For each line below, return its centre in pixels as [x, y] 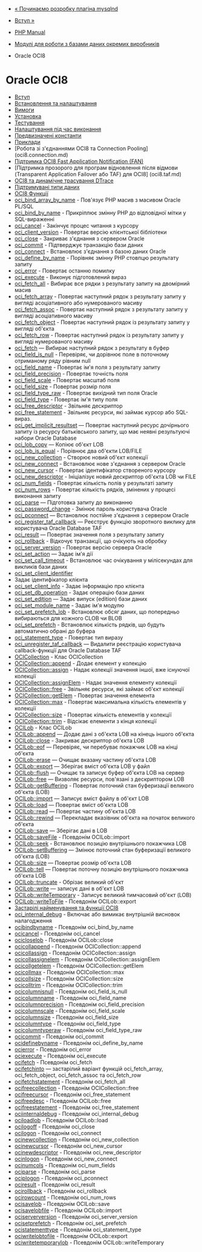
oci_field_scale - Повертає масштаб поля [67, 380]
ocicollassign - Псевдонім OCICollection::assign [75, 953]
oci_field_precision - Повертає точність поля [71, 373]
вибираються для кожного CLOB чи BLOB [68, 618]
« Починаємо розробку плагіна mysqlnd [66, 9]
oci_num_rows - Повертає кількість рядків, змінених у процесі [95, 489]
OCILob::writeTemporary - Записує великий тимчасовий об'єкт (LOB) [103, 895]
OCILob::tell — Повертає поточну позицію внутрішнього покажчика [101, 869]
